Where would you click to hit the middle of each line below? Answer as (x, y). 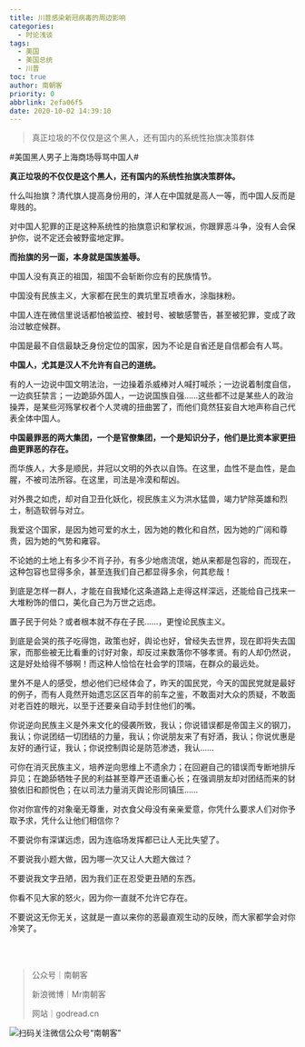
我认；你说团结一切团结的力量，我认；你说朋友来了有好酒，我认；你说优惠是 (152, 736)
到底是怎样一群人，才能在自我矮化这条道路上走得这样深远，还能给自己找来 (148, 591)
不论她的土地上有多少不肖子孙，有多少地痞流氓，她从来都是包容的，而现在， (152, 561)
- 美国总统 (35, 60)
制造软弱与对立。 (57, 511)
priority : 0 (32, 94)
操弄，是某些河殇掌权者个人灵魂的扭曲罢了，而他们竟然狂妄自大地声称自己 (148, 407)
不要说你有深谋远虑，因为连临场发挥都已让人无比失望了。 (117, 840)
